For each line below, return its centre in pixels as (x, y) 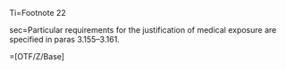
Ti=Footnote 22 (38, 13)
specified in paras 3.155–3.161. (65, 39)
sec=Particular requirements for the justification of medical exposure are (143, 30)
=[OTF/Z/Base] (37, 56)
